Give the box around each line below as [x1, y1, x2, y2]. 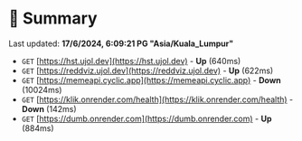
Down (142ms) [21, 103, 78, 114]
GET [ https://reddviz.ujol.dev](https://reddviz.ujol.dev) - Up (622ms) [21, 65, 274, 76]
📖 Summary [8, 8, 98, 29]
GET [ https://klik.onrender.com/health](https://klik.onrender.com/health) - [21, 94, 294, 105]
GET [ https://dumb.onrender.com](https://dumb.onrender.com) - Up [21, 113, 272, 124]
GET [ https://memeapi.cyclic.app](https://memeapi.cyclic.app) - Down [21, 74, 281, 85]
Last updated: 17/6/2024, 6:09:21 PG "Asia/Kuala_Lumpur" [8, 38, 234, 49]
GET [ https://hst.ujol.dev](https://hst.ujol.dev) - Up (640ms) [21, 55, 241, 66]
